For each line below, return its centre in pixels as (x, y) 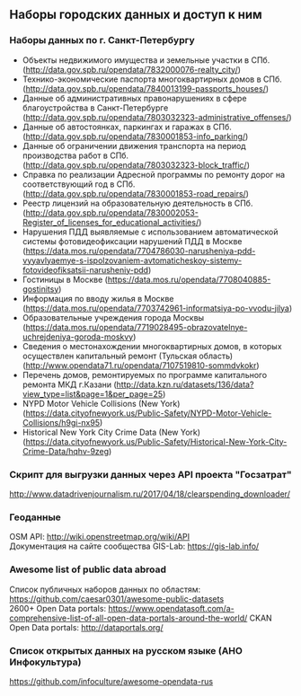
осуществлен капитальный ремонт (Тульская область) (128, 356)
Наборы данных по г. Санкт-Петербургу (102, 40)
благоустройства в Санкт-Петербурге (95, 108)
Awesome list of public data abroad (88, 569)
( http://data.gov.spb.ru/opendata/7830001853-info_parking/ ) (135, 136)
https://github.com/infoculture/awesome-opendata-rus (111, 681)
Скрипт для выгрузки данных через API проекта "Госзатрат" (150, 474)
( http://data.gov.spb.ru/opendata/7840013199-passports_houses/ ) (146, 88)
